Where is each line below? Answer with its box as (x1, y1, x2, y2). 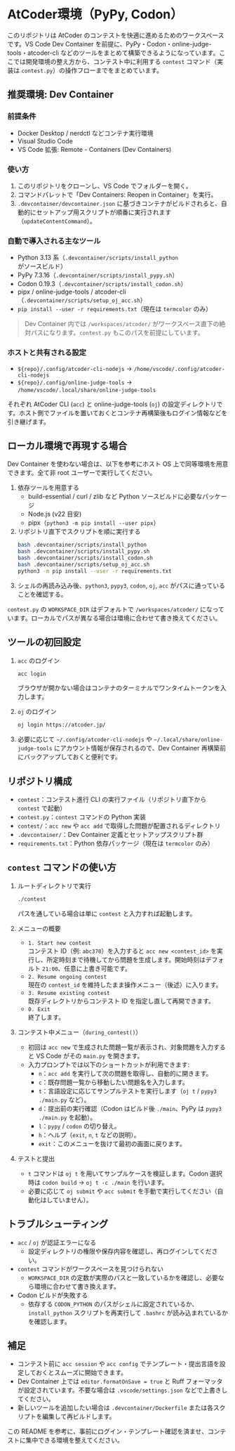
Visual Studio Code (17, 136, 74, 145)
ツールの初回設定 (7, 637, 81, 649)
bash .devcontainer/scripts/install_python (17, 542, 147, 549)
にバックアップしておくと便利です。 (17, 753, 121, 761)
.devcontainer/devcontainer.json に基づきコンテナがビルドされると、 (17, 199, 222, 207)
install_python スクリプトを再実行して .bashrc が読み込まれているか (27, 1308, 228, 1317)
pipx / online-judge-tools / (17, 287, 93, 296)
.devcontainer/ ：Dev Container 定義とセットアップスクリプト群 (17, 831, 203, 839)
